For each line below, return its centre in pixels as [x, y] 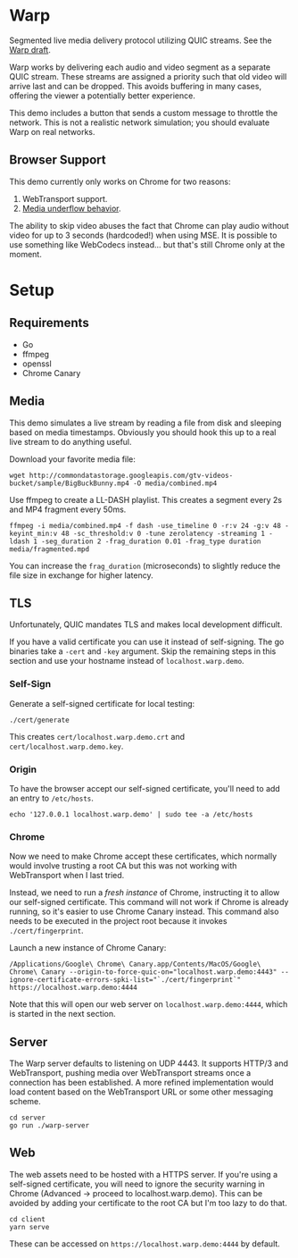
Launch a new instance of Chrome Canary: [88, 948]
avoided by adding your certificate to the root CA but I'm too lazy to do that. [148, 1203]
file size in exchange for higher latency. [81, 575]
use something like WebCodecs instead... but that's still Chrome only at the [147, 244]
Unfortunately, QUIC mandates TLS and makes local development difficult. [146, 625]
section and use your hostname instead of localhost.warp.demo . [127, 661]
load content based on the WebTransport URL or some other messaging [141, 1092]
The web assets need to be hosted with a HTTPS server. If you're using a [144, 1174]
